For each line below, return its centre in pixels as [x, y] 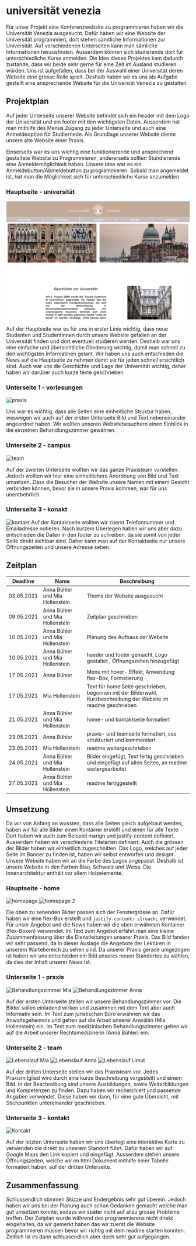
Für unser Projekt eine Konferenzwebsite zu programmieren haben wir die [95, 27]
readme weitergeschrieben [119, 748]
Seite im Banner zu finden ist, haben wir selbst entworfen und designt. [90, 854]
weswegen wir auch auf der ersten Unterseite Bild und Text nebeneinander [96, 418]
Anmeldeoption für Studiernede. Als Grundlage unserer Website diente [91, 134]
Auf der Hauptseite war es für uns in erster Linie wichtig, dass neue [87, 328]
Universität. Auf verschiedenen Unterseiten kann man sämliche [82, 46]
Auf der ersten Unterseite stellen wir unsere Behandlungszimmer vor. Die [94, 1001]
